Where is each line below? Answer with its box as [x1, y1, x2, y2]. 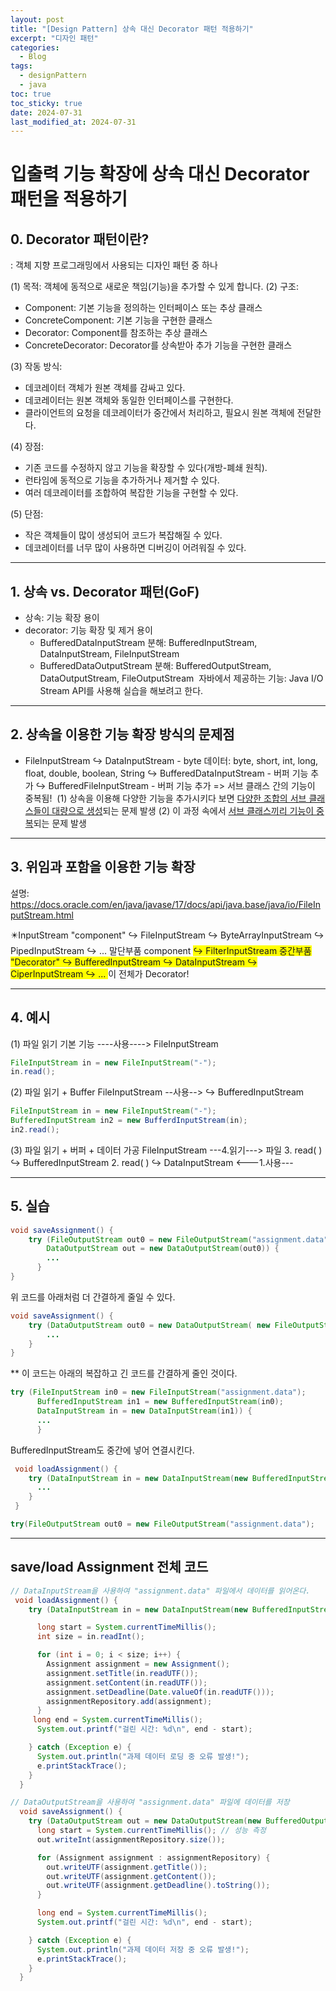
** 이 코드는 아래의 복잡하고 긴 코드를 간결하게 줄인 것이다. [10, 1367, 238, 1380]
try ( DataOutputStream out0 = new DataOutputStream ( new [28, 1320, 271, 1330]
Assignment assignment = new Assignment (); [46, 1659, 230, 1669]
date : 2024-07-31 [10, 107, 83, 118]
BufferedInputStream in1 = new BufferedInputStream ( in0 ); [36, 1397, 284, 1407]
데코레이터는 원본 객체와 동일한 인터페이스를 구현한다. [24, 394, 234, 406]
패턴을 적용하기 [10, 188, 128, 211]
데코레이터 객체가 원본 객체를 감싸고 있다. [24, 382, 186, 394]
